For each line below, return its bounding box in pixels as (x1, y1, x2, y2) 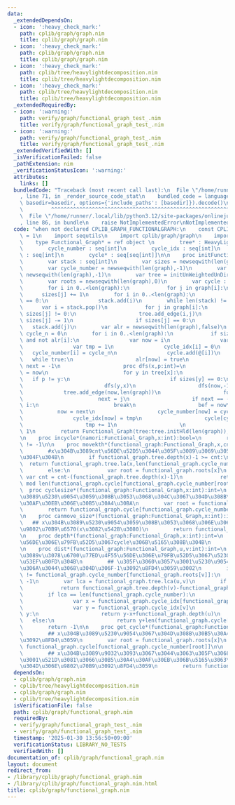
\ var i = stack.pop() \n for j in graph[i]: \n (20, 304, 208, 311)
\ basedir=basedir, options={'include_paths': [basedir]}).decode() (20, 199, 224, 207)
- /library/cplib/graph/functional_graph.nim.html (7, 780, 158, 787)
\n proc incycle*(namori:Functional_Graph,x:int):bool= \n (20, 434, 201, 441)
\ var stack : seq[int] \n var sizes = (20, 258, 177, 265)
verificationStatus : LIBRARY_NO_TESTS (13, 741, 127, 748)
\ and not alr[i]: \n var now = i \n (20, 336, 171, 344)
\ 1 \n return (20, 427, 80, 435)
